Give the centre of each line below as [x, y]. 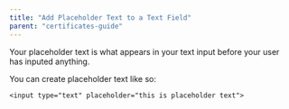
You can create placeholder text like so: [83, 78]
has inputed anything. [50, 61]
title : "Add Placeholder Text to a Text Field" [101, 18]
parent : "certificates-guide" [66, 26]
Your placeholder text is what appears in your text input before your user [144, 51]
